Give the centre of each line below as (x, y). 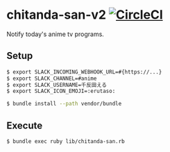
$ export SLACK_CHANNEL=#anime (52, 78)
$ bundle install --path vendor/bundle (64, 104)
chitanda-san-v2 (57, 15)
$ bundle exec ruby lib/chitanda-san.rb (66, 141)
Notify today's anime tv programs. (56, 34)
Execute (25, 125)
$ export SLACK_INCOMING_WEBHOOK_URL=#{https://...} (84, 72)
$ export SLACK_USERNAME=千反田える (57, 85)
